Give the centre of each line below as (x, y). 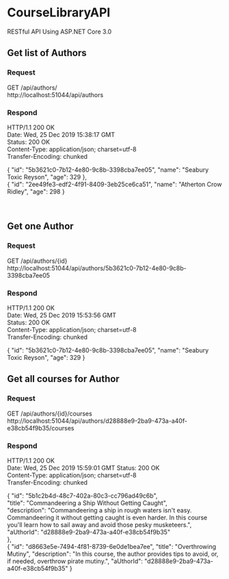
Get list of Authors (47, 53)
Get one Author (40, 226)
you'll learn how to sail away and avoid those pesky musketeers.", (99, 524)
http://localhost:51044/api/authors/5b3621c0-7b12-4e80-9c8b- (97, 268)
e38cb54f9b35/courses (41, 428)
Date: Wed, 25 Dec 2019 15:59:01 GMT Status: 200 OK (83, 467)
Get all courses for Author (63, 379)
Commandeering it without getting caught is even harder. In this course (107, 517)
